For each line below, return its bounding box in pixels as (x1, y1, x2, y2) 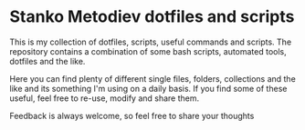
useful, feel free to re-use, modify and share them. (9, 93, 200, 104)
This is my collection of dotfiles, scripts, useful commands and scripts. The (9, 36, 292, 47)
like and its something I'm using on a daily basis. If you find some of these (9, 83, 288, 94)
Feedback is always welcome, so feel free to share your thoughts (9, 110, 255, 121)
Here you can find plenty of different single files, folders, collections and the (9, 73, 297, 84)
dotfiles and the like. (9, 55, 86, 66)
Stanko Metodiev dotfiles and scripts (9, 6, 295, 27)
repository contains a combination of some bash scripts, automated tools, (9, 45, 288, 56)
